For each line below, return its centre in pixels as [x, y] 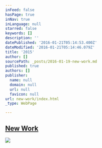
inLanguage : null [23, 24]
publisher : [16, 76]
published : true [22, 66]
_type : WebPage [21, 104]
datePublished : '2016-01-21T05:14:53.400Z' [51, 43]
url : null [20, 89]
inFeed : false [20, 10]
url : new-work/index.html [32, 99]
